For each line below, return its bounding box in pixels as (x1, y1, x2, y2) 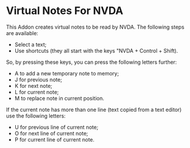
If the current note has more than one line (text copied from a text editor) (6, 106, 182, 113)
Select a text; (14, 41, 47, 48)
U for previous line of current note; (14, 123, 99, 130)
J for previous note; (14, 76, 63, 83)
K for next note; (14, 82, 53, 89)
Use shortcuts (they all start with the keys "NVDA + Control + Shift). (14, 47, 178, 54)
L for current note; (14, 88, 59, 95)
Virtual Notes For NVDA (6, 4, 124, 18)
